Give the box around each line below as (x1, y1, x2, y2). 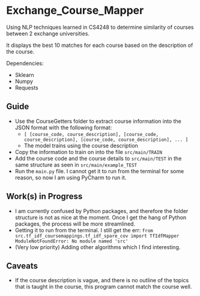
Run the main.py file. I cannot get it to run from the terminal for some (14, 167, 184, 174)
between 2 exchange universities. (6, 29, 90, 37)
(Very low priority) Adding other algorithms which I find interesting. (14, 243, 181, 250)
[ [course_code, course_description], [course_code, (23, 131, 159, 137)
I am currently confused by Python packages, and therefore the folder (14, 207, 189, 214)
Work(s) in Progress (6, 191, 83, 202)
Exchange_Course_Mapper (6, 4, 144, 17)
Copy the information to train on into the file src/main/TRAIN (14, 148, 162, 155)
